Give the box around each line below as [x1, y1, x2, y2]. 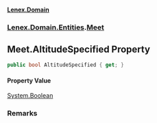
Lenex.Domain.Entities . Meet [7, 23, 104, 32]
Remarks [7, 109, 38, 118]
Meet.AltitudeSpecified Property [7, 43, 151, 55]
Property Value [7, 76, 51, 85]
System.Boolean [7, 92, 53, 100]
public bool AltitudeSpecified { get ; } [7, 61, 125, 68]
